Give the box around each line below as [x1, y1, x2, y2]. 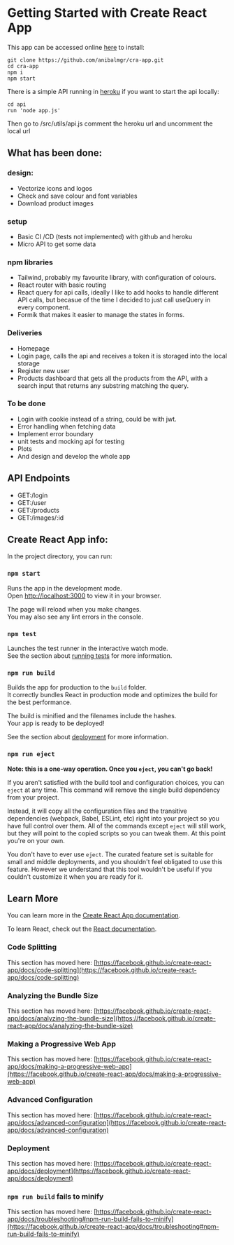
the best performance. [7, 698, 72, 706]
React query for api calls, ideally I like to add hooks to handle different [17, 288, 219, 297]
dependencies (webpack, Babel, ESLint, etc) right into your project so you [7, 814, 220, 822]
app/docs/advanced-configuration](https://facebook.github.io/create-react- [7, 1118, 227, 1126]
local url [7, 126, 31, 135]
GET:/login [17, 491, 48, 499]
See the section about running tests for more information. [7, 652, 173, 660]
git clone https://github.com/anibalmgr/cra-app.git [7, 56, 164, 64]
